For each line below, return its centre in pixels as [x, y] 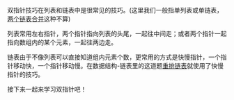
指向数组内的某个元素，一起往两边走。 [62, 42]
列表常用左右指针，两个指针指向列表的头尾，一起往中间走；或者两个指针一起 [117, 34]
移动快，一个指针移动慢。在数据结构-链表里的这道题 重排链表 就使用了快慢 [118, 66]
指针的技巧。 [25, 74]
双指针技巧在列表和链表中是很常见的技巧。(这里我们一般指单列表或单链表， [115, 10]
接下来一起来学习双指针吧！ [47, 89]
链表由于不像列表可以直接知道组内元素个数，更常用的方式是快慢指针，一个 [114, 57]
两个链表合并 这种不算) [39, 19]
